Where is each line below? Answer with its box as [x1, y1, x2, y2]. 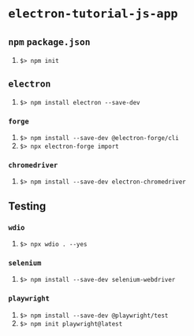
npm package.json [8, 36, 91, 47]
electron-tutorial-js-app [8, 6, 178, 21]
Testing [8, 199, 47, 212]
